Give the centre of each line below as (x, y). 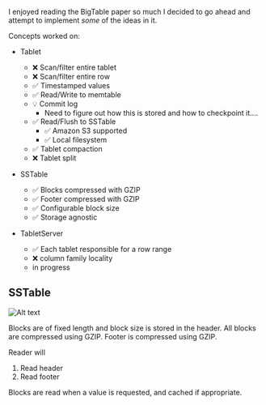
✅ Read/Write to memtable (76, 95)
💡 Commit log (55, 104)
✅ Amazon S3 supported (86, 130)
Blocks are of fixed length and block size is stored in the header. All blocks (132, 328)
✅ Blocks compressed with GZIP (86, 190)
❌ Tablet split (54, 158)
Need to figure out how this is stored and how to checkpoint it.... (151, 113)
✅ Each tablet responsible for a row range (102, 249)
